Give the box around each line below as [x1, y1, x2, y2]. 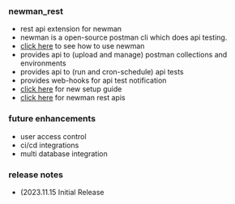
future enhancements [8, 113, 96, 125]
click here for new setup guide [19, 84, 122, 94]
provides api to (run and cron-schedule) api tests [19, 67, 184, 77]
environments [19, 58, 66, 68]
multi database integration [19, 148, 108, 159]
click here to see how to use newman [19, 41, 145, 51]
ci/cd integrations [19, 140, 79, 150]
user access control [19, 131, 87, 141]
